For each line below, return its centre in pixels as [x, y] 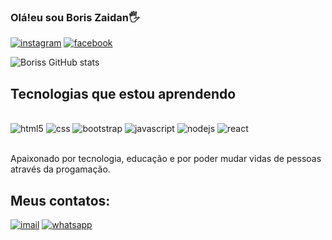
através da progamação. [60, 169]
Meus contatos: [60, 200]
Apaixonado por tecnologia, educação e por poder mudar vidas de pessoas [166, 159]
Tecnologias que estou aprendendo [123, 93]
